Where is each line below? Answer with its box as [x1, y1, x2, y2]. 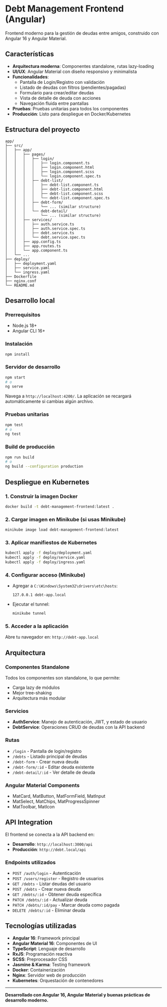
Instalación [5, 340, 33, 347]
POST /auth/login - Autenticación [12, 870, 81, 876]
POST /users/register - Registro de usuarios [12, 876, 104, 881]
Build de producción [5, 443, 55, 450]
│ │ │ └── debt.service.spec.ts [5, 235, 85, 240]
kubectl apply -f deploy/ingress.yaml [5, 560, 85, 565]
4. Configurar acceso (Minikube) [5, 571, 85, 578]
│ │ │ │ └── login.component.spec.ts [5, 173, 101, 179]
